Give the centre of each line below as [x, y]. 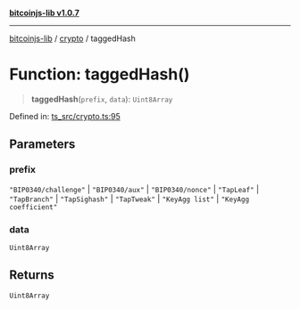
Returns [32, 275]
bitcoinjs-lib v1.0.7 [45, 13]
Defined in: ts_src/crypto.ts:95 [65, 116]
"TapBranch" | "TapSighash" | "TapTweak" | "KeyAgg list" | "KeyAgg [129, 199]
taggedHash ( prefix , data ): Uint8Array [102, 99]
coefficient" [33, 207]
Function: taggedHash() [100, 74]
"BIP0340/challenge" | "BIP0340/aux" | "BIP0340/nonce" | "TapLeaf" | [134, 189]
